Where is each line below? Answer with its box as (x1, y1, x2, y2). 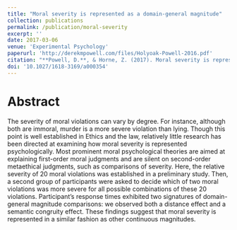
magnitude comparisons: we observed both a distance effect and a (30, 200, 226, 208)
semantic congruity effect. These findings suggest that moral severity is (7, 207, 217, 216)
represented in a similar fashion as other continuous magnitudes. (7, 214, 196, 223)
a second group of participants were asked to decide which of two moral (7, 177, 219, 185)
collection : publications (7, 17, 83, 24)
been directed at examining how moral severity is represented (7, 139, 188, 148)
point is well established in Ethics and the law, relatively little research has (7, 132, 221, 140)
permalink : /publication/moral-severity (7, 23, 128, 30)
